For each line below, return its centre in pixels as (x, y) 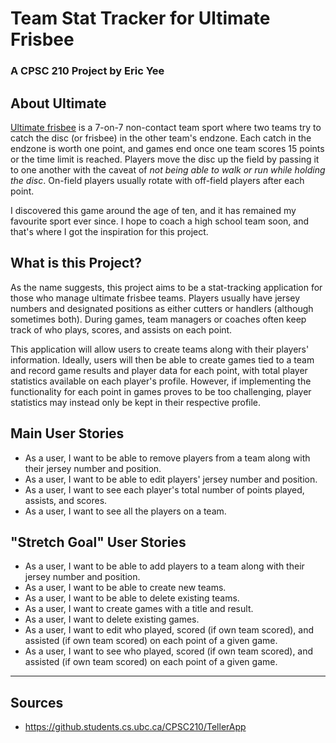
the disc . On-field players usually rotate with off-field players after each (157, 180)
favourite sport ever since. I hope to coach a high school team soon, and (160, 221)
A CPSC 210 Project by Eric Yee (87, 71)
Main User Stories (67, 433)
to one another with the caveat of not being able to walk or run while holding (168, 169)
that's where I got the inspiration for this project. (109, 231)
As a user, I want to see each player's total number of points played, (164, 489)
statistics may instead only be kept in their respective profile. (136, 402)
